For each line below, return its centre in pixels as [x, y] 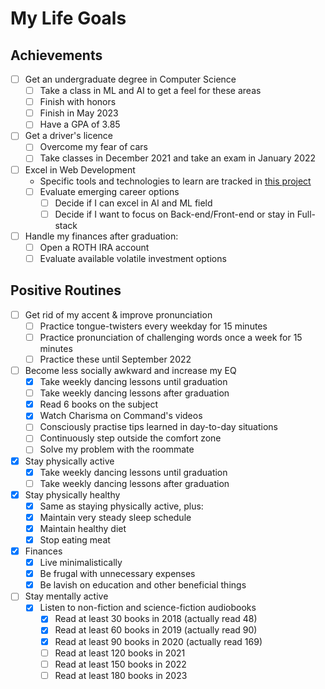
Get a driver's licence [68, 136]
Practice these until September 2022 [115, 359]
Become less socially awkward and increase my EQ [130, 370]
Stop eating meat [75, 539]
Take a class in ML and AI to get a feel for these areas [150, 91]
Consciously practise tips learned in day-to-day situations [159, 427]
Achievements [56, 55]
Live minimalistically [81, 563]
